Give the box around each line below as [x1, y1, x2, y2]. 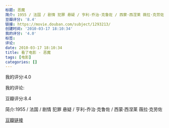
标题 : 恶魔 [5, 7, 25, 13]
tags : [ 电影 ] [5, 54, 31, 60]
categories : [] [5, 59, 38, 65]
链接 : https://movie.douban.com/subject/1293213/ [5, 21, 111, 27]
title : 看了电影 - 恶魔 [5, 50, 51, 55]
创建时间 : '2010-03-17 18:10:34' [5, 26, 73, 31]
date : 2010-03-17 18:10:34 [5, 45, 62, 50]
